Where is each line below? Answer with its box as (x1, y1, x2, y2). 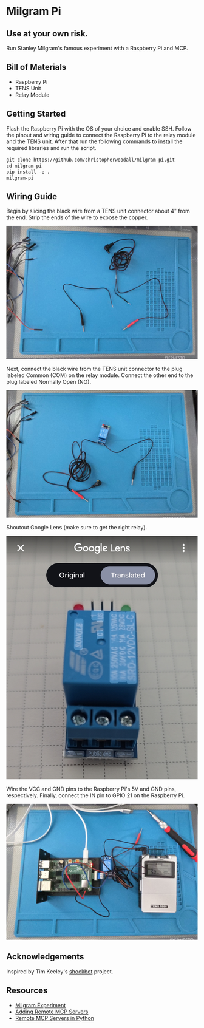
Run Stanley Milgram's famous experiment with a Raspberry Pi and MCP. (6, 44, 188, 52)
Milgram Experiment (15, 1001, 66, 1009)
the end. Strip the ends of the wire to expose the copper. (6, 214, 148, 221)
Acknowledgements (6, 951, 84, 962)
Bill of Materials (6, 62, 67, 72)
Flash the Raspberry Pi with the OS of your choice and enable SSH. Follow (6, 124, 192, 132)
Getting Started (6, 109, 66, 119)
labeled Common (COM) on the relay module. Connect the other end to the (6, 372, 194, 379)
